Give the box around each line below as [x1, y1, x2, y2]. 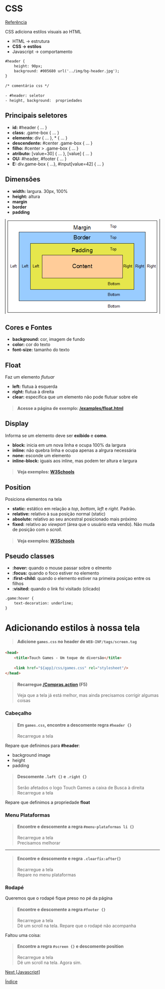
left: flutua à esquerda [12, 384, 58, 389]
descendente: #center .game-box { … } [12, 140, 93, 146]
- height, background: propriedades [5, 98, 82, 103]
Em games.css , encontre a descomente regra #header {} [17, 722, 132, 728]
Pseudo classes [5, 552, 55, 560]
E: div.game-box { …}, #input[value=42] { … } [12, 161, 105, 167]
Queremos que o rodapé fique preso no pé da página [5, 895, 113, 901]
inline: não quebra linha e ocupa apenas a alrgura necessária [12, 447, 137, 453]
